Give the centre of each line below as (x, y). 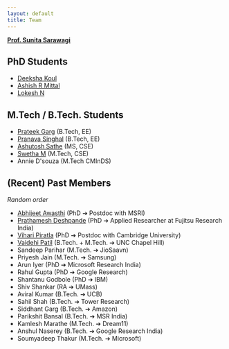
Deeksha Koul (37, 78)
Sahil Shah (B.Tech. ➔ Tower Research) (73, 301)
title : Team (24, 20)
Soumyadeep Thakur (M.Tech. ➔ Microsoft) (79, 338)
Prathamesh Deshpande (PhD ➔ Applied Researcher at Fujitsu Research (120, 220)
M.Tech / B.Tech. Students (65, 115)
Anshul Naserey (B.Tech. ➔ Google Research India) (90, 331)
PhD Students (37, 61)
